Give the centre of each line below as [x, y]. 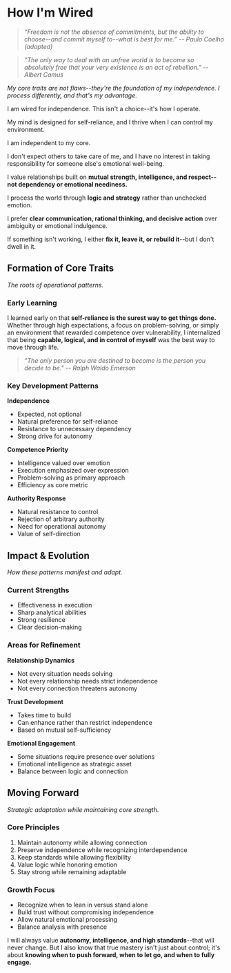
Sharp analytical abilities [52, 612]
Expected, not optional [49, 414]
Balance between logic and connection [72, 771]
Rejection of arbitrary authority [61, 519]
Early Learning [32, 303]
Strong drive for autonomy [54, 436]
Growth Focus [31, 889]
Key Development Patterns [53, 386]
